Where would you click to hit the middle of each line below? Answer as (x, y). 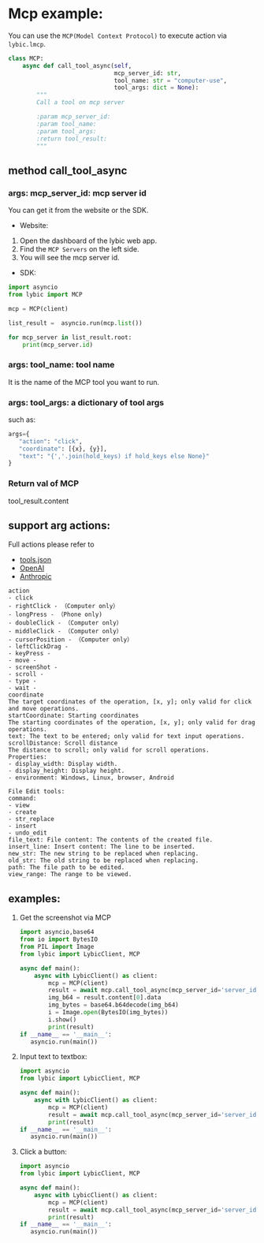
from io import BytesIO (59, 939)
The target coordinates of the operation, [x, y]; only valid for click (130, 702)
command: (22, 799)
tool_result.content (39, 501)
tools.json (35, 560)
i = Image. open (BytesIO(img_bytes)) (108, 1013)
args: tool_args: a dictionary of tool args (86, 402)
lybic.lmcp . (27, 43)
